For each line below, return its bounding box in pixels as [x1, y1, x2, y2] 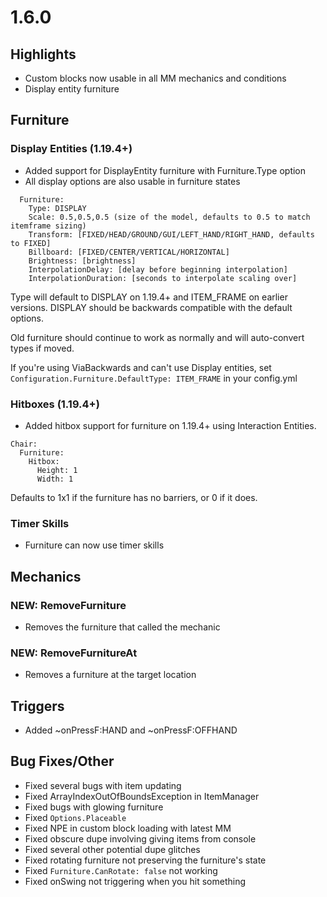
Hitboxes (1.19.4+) [10, 397, 100, 411]
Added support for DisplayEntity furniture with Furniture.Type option [24, 164, 307, 176]
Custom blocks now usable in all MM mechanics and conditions [24, 72, 287, 84]
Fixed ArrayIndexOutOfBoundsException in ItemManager [24, 790, 260, 802]
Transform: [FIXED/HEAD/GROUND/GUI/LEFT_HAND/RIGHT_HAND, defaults [28, 229, 315, 240]
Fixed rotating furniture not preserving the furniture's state [24, 854, 267, 866]
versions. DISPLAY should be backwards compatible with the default [10, 301, 293, 313]
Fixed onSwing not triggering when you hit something [24, 875, 247, 887]
